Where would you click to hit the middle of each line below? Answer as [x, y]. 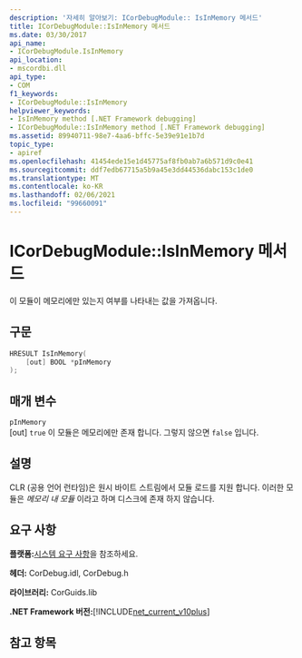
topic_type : [32, 144]
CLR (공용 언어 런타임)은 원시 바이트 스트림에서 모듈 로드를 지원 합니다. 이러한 [146, 487]
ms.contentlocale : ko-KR [56, 187]
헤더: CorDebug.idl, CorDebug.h [69, 573]
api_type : [28, 77]
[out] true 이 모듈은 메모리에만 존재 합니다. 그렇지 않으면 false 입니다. [134, 433]
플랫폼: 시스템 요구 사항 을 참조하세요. [74, 554]
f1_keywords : [34, 93]
